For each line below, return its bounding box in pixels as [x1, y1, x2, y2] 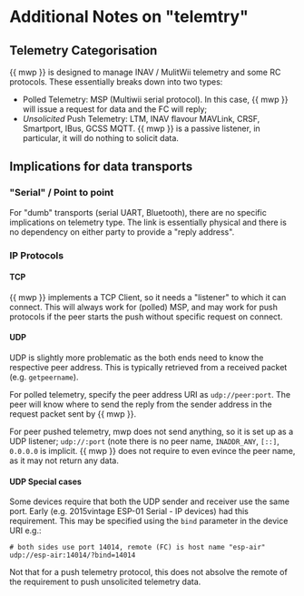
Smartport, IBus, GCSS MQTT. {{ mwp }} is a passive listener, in [22, 123, 260, 134]
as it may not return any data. [9, 455, 120, 466]
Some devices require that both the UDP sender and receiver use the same [9, 496, 290, 507]
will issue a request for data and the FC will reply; [22, 104, 208, 115]
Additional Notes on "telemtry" [9, 6, 250, 27]
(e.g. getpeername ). [9, 371, 79, 383]
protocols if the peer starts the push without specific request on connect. [9, 311, 283, 322]
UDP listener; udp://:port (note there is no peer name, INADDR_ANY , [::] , [9, 436, 279, 447]
